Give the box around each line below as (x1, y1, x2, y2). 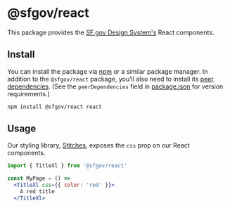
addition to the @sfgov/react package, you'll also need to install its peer (7, 74, 215, 83)
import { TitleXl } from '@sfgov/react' (7, 162, 128, 169)
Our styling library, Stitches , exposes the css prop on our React (7, 141, 190, 150)
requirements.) (7, 89, 51, 98)
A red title (20, 188, 55, 195)
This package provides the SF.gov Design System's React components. (7, 28, 215, 37)
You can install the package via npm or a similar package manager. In (7, 67, 208, 75)
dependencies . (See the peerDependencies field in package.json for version (7, 82, 224, 91)
